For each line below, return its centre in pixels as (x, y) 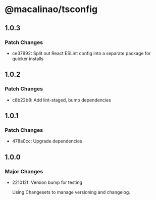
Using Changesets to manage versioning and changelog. (71, 192)
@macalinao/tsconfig (51, 9)
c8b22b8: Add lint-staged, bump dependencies (62, 100)
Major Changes (24, 171)
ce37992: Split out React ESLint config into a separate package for (81, 53)
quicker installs (28, 59)
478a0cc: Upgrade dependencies (47, 141)
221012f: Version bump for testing (47, 182)
